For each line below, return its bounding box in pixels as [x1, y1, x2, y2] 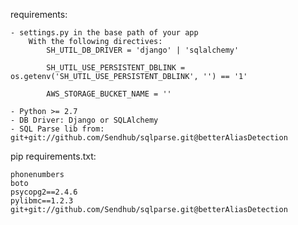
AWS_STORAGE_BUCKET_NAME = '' [46, 89, 172, 99]
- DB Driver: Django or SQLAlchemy [10, 115, 159, 125]
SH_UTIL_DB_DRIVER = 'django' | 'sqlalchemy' [46, 45, 240, 55]
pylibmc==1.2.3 [10, 196, 74, 206]
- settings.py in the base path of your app [10, 28, 199, 38]
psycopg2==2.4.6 [10, 187, 78, 197]
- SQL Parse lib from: [10, 124, 105, 134]
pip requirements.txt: [10, 150, 97, 162]
